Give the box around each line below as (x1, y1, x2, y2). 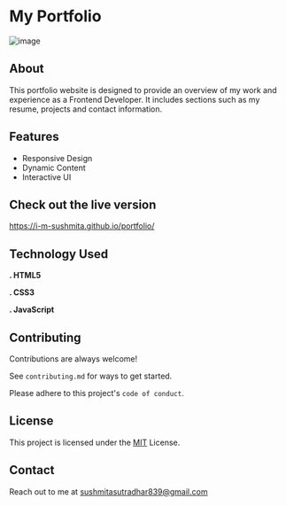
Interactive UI (21, 171, 72, 183)
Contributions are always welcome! (9, 354, 138, 364)
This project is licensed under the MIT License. (9, 437, 181, 448)
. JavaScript (9, 304, 55, 315)
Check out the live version (9, 197, 157, 212)
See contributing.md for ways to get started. (9, 370, 173, 381)
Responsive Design (21, 152, 93, 163)
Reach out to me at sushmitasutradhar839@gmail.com (9, 486, 208, 497)
